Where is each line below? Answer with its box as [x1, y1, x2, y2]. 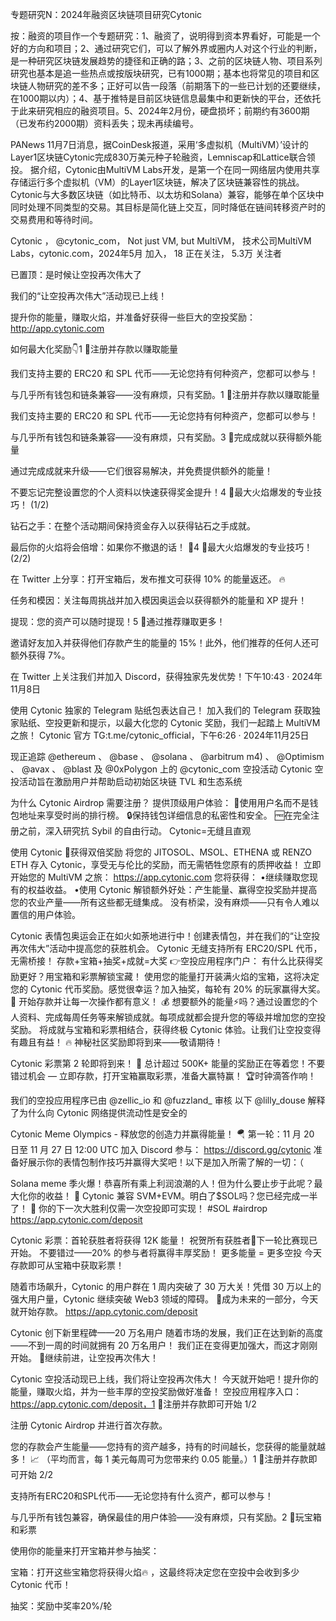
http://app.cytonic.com [10, 323, 105, 334]
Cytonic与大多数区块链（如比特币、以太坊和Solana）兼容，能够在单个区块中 [10, 189, 325, 200]
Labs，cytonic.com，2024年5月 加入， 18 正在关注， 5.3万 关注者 [10, 248, 283, 259]
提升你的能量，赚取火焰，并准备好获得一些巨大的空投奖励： [10, 311, 256, 323]
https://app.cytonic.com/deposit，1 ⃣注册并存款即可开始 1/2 [10, 1398, 257, 1410]
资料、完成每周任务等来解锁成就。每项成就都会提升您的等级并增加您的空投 [18, 1011, 326, 1023]
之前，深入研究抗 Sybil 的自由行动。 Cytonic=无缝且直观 [18, 825, 252, 837]
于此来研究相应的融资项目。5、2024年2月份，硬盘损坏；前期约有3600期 [10, 105, 310, 117]
